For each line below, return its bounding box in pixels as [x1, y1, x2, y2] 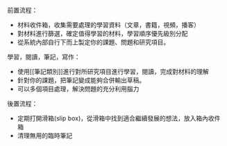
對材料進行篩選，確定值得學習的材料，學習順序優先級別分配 [17, 30, 188, 37]
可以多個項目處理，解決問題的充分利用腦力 [17, 85, 140, 93]
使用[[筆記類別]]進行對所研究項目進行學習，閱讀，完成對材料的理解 [17, 68, 210, 75]
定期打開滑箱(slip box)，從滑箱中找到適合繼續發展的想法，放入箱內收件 [17, 114, 221, 122]
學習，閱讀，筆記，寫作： [7, 53, 81, 61]
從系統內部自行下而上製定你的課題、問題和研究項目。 [17, 38, 170, 46]
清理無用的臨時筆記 [17, 131, 73, 140]
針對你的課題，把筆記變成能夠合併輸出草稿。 [17, 76, 146, 84]
